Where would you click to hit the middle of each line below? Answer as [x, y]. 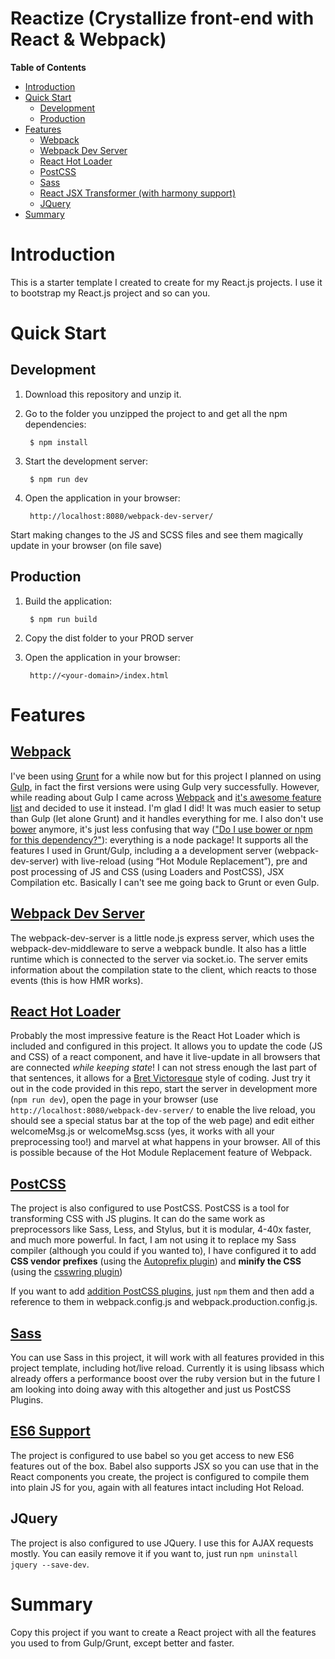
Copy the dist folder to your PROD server [109, 638]
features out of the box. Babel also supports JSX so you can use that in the [164, 1466]
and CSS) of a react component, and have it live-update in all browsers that [165, 1057]
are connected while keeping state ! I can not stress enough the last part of [164, 1068]
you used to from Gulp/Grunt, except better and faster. [122, 1643]
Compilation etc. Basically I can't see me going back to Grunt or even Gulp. [165, 882]
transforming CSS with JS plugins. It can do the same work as [138, 1219]
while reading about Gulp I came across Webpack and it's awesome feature [166, 797]
